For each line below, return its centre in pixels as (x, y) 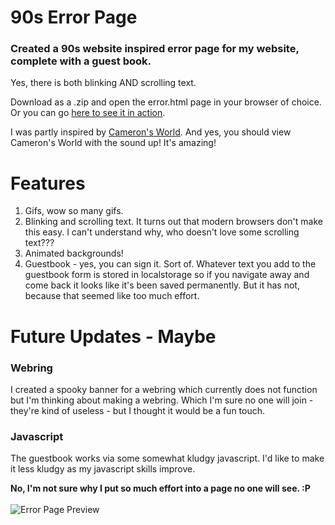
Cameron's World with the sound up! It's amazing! (113, 143)
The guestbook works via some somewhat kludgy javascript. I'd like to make (167, 458)
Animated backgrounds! (74, 253)
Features (48, 183)
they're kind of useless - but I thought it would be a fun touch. (138, 410)
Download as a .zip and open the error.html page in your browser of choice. (166, 102)
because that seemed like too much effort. (112, 296)
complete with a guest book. (81, 61)
